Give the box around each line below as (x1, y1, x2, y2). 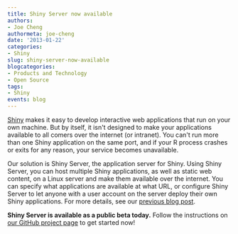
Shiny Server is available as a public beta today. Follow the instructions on (7, 211, 229, 219)
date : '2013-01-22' (7, 37, 65, 44)
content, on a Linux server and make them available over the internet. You (7, 174, 224, 183)
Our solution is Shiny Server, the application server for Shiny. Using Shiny (7, 160, 222, 167)
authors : (7, 17, 33, 24)
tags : (7, 83, 23, 90)
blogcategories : (7, 63, 55, 70)
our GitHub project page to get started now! (7, 218, 136, 227)
